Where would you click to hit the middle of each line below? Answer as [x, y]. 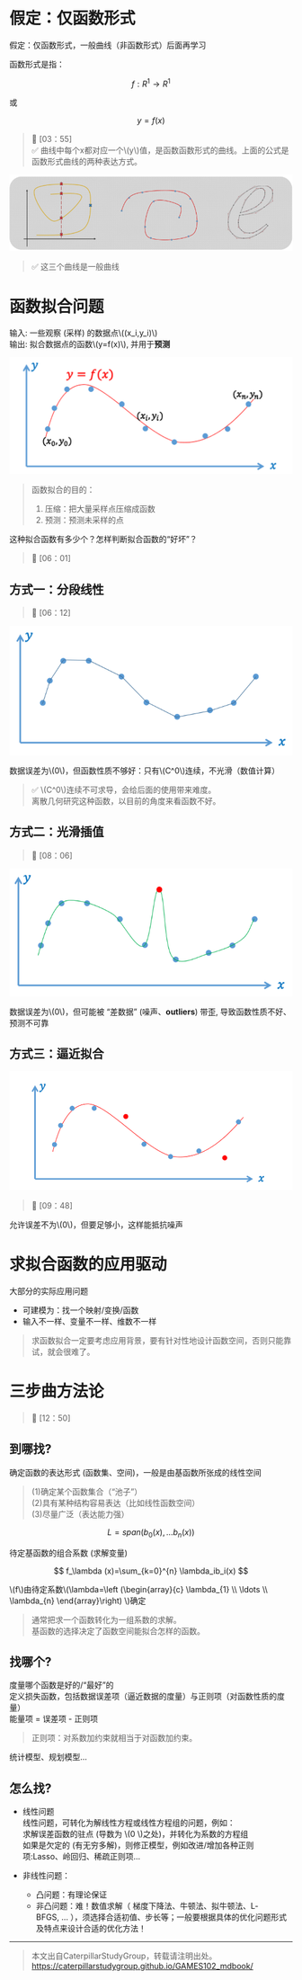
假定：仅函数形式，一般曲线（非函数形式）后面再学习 [108, 45]
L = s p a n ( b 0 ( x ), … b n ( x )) [151, 1533]
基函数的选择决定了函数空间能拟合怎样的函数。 [118, 1631]
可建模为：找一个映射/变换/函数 [80, 1310]
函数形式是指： [37, 64]
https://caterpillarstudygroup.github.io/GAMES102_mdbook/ [142, 1967]
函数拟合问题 [57, 306]
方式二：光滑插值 [57, 832]
